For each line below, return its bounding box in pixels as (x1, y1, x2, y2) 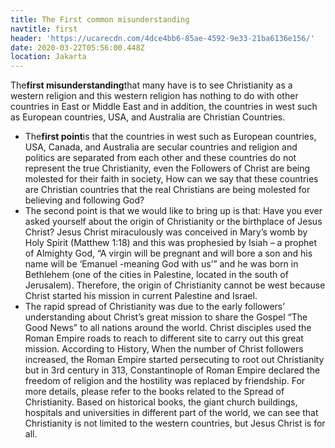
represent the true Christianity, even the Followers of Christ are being (24, 162, 311, 175)
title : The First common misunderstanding (10, 14, 190, 25)
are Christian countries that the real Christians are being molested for (24, 184, 311, 196)
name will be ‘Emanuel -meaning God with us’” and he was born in (24, 258, 299, 270)
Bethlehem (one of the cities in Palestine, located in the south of (24, 269, 289, 281)
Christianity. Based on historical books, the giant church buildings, (24, 396, 298, 408)
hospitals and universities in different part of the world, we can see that (24, 407, 319, 419)
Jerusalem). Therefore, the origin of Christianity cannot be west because (24, 279, 326, 291)
